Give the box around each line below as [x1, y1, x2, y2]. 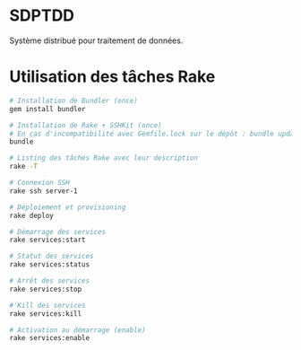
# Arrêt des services [9, 276, 90, 285]
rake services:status [9, 260, 90, 269]
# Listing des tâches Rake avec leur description [9, 153, 199, 162]
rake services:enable [9, 334, 90, 343]
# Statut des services [9, 252, 94, 261]
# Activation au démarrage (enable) [9, 325, 146, 335]
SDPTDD [9, 5, 74, 26]
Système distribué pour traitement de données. [9, 35, 184, 46]
